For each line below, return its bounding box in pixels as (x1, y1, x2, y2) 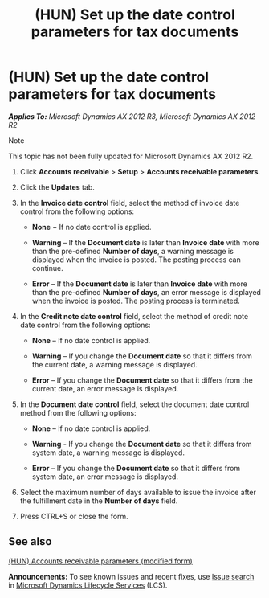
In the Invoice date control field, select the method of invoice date (19, 198, 240, 207)
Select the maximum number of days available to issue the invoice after (19, 487, 257, 497)
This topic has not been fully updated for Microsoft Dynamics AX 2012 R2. (8, 151, 254, 161)
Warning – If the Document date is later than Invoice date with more (31, 237, 259, 247)
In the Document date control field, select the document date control (19, 399, 250, 409)
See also (8, 535, 52, 548)
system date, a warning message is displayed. (31, 448, 185, 457)
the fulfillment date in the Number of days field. (19, 496, 178, 506)
